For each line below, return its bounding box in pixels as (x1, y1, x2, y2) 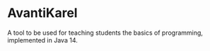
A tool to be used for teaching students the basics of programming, (7, 28, 204, 37)
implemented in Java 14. (7, 35, 78, 44)
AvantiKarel (7, 5, 78, 21)
